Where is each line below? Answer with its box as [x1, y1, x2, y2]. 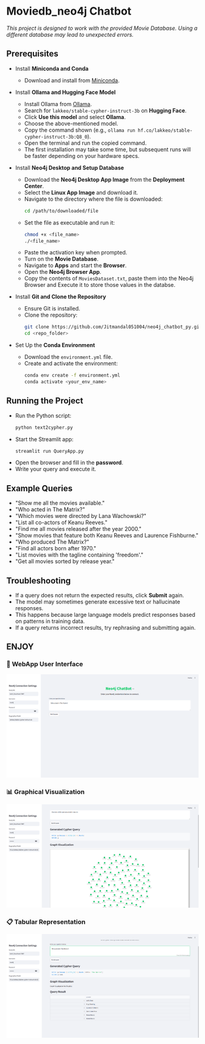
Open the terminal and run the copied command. [24, 139, 147, 146]
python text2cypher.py [15, 424, 73, 431]
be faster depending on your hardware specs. [24, 152, 140, 159]
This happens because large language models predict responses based [15, 611, 196, 619]
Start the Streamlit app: [15, 435, 74, 443]
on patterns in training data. [15, 617, 85, 625]
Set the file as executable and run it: [24, 218, 115, 226]
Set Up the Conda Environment [15, 342, 96, 349]
